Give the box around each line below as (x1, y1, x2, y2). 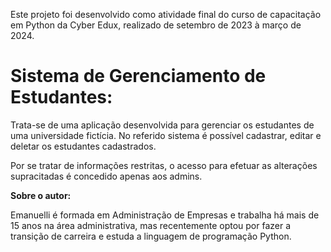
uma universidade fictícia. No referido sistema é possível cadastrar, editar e (10, 129, 322, 141)
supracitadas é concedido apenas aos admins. (10, 170, 203, 182)
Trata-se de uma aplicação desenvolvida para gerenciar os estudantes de (10, 119, 315, 131)
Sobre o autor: (10, 189, 72, 201)
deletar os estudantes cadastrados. (10, 140, 157, 152)
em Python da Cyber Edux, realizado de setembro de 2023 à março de (10, 19, 302, 31)
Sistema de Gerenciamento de (10, 65, 267, 88)
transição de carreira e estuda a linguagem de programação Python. (10, 230, 292, 242)
